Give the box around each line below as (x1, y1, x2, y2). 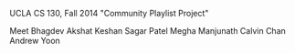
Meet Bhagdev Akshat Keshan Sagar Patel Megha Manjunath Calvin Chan (9, 26, 286, 36)
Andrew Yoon (9, 36, 61, 46)
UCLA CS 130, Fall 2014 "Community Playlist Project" (9, 8, 209, 18)
